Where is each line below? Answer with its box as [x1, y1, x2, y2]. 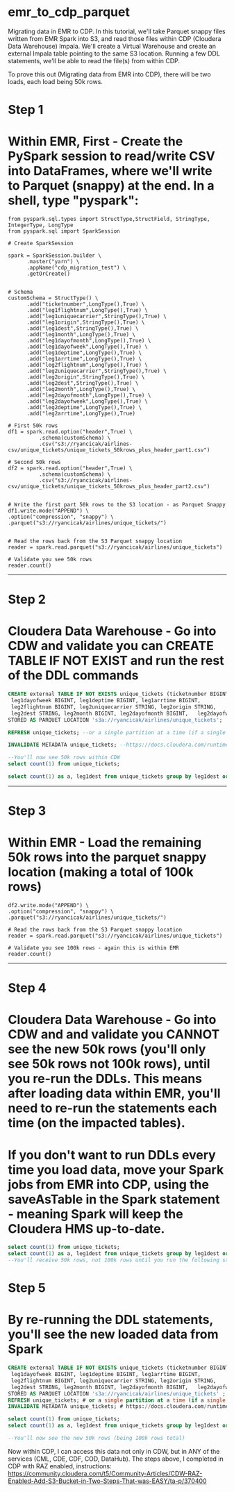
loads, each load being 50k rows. [8, 77, 103, 85]
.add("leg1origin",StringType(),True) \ [26, 319, 145, 326]
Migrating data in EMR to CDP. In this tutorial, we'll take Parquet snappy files [8, 27, 226, 35]
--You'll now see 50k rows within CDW [8, 754, 120, 761]
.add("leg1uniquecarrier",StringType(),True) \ [26, 313, 167, 320]
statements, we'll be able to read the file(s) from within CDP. [8, 56, 180, 65]
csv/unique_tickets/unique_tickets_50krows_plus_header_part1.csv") [8, 447, 210, 454]
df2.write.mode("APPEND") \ [8, 902, 90, 909]
